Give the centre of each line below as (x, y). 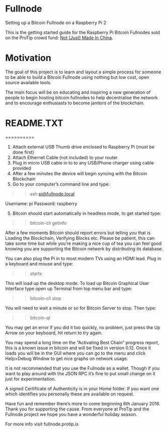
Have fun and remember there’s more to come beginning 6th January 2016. (83, 403)
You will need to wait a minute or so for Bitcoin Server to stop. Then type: (81, 308)
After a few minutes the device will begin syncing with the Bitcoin (80, 173)
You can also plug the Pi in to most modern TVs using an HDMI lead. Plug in (83, 258)
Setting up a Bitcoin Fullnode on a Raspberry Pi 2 (56, 23)
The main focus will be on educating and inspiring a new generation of (78, 92)
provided (22, 168)
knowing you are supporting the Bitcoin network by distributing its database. (84, 248)
